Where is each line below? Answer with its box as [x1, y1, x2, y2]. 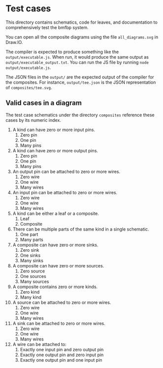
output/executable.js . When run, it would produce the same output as [5, 54, 149, 60]
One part [20, 231, 38, 237]
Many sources [20, 278, 49, 284]
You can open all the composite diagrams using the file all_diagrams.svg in [5, 34, 159, 40]
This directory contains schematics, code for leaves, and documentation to [5, 19, 158, 25]
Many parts [20, 236, 43, 242]
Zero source [20, 268, 45, 274]
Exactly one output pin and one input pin [20, 357, 102, 363]
